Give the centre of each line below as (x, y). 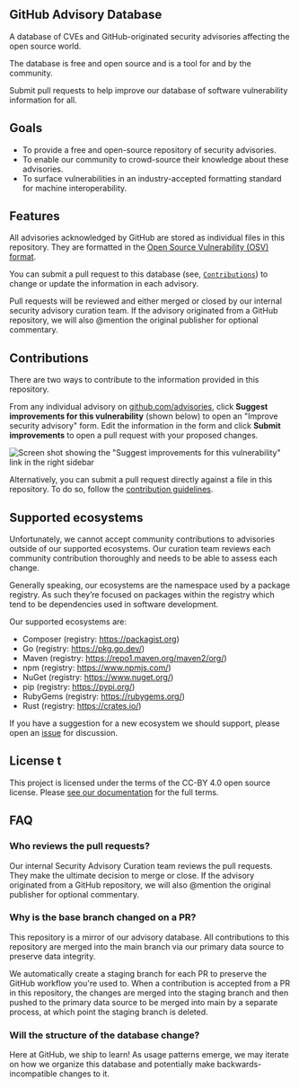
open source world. (45, 46)
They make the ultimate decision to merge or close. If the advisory (132, 875)
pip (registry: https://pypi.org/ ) (79, 687)
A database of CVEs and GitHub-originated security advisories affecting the (149, 36)
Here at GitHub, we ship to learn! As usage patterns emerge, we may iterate (149, 1055)
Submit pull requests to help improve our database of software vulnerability (149, 90)
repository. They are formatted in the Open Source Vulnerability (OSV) (139, 247)
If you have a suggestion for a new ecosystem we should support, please (145, 723)
